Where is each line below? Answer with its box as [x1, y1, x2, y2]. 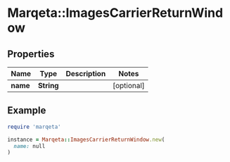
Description [65, 69, 106, 78]
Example [7, 104, 46, 117]
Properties [7, 48, 55, 60]
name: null [13, 142, 46, 149]
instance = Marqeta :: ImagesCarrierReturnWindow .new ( [7, 136, 165, 143]
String [37, 81, 59, 90]
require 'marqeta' [7, 123, 61, 130]
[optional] [112, 81, 146, 90]
